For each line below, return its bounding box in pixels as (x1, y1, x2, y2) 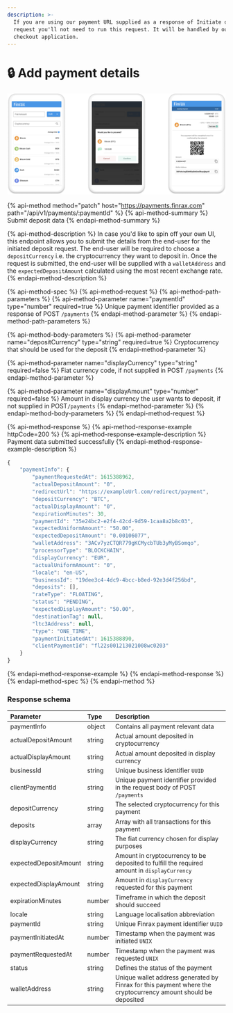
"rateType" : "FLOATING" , (32, 591, 104, 598)
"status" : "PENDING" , (32, 598, 95, 605)
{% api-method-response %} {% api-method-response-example (7, 422, 192, 431)
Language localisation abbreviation (115, 910, 215, 918)
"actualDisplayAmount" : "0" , (32, 503, 116, 510)
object (87, 722, 105, 731)
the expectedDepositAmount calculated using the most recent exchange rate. (7, 266, 223, 275)
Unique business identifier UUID (115, 766, 205, 774)
